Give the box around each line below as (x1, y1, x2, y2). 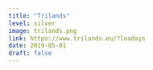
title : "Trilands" (8, 11, 70, 20)
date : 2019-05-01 (8, 42, 67, 50)
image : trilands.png (8, 27, 78, 35)
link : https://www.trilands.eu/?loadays (8, 34, 147, 43)
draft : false (8, 49, 52, 57)
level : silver (8, 19, 56, 27)
